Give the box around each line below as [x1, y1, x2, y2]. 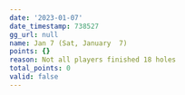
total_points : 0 [9, 64, 71, 73]
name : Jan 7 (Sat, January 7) [9, 38, 128, 48]
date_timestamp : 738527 [9, 22, 100, 31]
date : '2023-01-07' [9, 13, 83, 23]
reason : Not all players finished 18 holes [9, 55, 177, 64]
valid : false [9, 72, 59, 81]
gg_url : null [9, 30, 59, 39]
